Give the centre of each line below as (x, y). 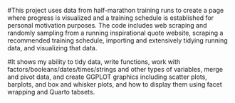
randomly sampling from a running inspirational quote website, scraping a (115, 33)
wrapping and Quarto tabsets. (51, 92)
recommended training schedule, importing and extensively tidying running (117, 40)
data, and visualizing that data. (52, 48)
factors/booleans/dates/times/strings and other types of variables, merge (115, 69)
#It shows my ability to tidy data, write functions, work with (94, 62)
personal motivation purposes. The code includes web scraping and (108, 25)
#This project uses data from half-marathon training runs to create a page (116, 10)
